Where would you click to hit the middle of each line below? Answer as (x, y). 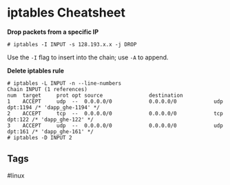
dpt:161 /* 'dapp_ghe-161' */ (51, 132)
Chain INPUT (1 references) (48, 89)
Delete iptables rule (35, 70)
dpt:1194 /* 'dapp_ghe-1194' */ (53, 107)
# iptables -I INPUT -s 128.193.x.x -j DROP (72, 44)
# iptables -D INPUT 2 (40, 137)
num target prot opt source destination (95, 95)
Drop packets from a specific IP (53, 32)
